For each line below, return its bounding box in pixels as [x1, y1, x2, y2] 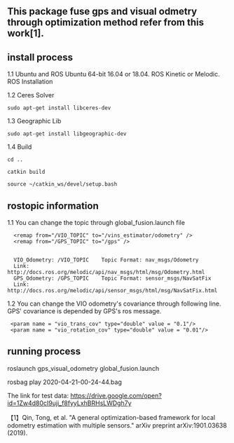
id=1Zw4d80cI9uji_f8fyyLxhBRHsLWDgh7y [7, 399, 132, 407]
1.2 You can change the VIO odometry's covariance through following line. [7, 299, 221, 308]
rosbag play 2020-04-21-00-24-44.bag [7, 378, 123, 386]
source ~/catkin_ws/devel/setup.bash [7, 181, 118, 188]
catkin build [7, 168, 46, 176]
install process [7, 51, 74, 63]
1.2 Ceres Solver [7, 91, 55, 100]
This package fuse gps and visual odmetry [7, 6, 198, 18]
